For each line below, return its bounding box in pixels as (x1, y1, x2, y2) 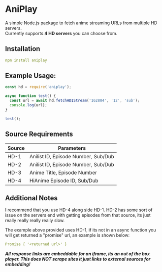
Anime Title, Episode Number (29, 169, 97, 176)
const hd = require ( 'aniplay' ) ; (5, 85, 71, 90)
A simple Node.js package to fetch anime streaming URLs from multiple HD (5, 20, 158, 26)
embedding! (5, 261, 31, 268)
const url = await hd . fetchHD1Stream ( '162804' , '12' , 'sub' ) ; (9, 98, 140, 103)
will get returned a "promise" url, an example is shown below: (5, 232, 130, 238)
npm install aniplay (5, 58, 48, 63)
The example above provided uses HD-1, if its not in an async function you (5, 227, 156, 233)
